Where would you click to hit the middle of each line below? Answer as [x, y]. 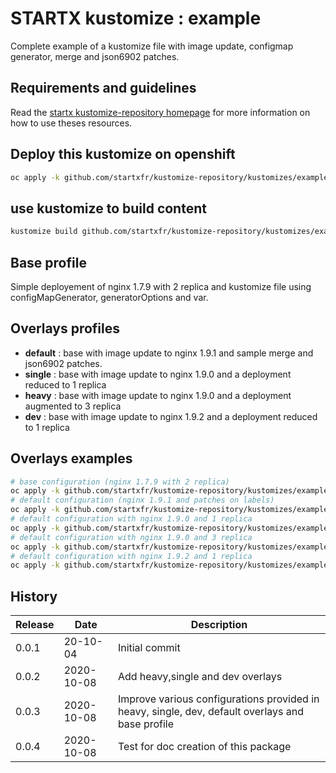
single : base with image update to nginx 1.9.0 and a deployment [158, 374]
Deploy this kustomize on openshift [123, 154]
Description [219, 625]
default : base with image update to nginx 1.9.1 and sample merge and [169, 353]
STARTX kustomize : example [136, 18]
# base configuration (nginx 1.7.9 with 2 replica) [120, 482]
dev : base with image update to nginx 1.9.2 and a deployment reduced [171, 416]
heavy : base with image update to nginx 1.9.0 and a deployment [158, 395]
